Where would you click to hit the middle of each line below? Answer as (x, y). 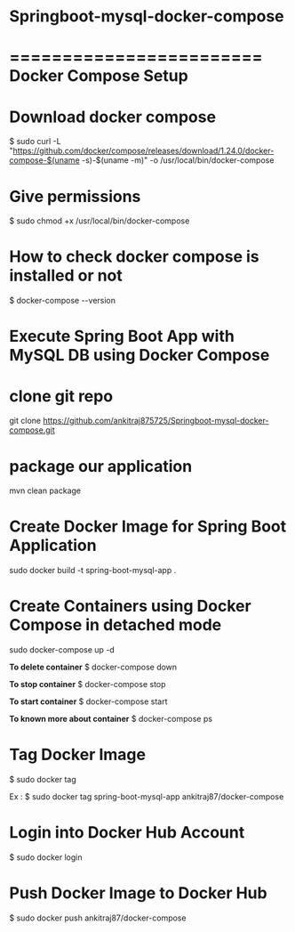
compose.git (32, 430)
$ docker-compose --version (63, 301)
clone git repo (61, 396)
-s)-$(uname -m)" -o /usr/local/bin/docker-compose (178, 160)
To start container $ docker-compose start (88, 701)
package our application (101, 466)
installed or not (66, 276)
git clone (25, 421)
